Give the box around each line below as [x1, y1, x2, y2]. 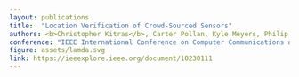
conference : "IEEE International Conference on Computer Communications [9, 37, 285, 47]
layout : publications [9, 12, 90, 22]
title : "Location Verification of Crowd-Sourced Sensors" [9, 21, 233, 30]
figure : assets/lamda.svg [9, 46, 105, 55]
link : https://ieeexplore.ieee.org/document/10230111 [9, 54, 214, 63]
